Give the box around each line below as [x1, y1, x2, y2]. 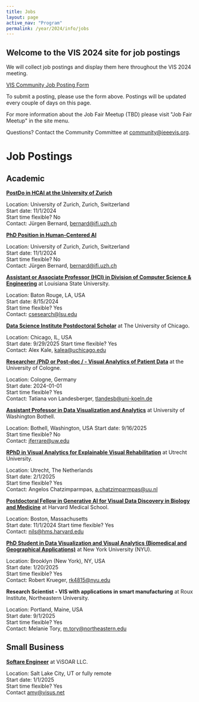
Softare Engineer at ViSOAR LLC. [6, 658, 88, 665]
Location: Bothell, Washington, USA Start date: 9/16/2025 [6, 425, 147, 432]
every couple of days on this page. [6, 99, 92, 106]
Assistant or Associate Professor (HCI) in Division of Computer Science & [6, 274, 192, 281]
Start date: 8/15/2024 [6, 298, 58, 305]
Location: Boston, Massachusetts [6, 515, 88, 523]
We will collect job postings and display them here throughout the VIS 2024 [6, 63, 192, 70]
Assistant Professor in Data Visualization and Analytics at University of [6, 407, 185, 414]
